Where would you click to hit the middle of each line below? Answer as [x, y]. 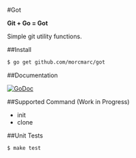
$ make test [24, 148]
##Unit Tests [25, 135]
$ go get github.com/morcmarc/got [56, 62]
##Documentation [32, 75]
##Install [19, 50]
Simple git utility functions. [44, 36]
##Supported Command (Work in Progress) [68, 101]
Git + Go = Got [28, 23]
